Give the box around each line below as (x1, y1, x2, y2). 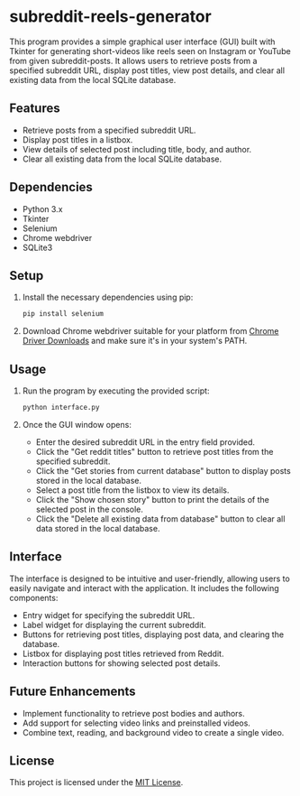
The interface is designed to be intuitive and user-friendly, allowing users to (9, 573, 290, 584)
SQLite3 (22, 242, 53, 253)
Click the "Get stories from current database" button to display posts (35, 465, 291, 476)
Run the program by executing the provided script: (22, 385, 210, 396)
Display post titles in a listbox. (22, 134, 133, 145)
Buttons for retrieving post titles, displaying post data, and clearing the (22, 629, 285, 640)
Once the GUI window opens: (22, 419, 132, 430)
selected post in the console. (35, 504, 144, 514)
